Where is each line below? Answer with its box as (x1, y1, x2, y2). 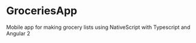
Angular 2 (6, 29, 30, 37)
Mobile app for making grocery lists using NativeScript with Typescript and (6, 24, 191, 31)
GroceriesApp (6, 4, 78, 18)
